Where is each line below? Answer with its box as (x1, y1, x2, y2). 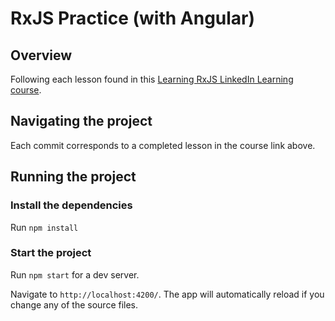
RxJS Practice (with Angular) (10, 7, 256, 30)
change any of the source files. (10, 298, 139, 311)
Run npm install (10, 221, 79, 233)
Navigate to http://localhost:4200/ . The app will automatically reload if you (10, 288, 325, 300)
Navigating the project (10, 113, 153, 130)
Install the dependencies (10, 198, 133, 212)
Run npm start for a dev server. (10, 268, 140, 281)
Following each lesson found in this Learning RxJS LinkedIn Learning (10, 73, 294, 85)
